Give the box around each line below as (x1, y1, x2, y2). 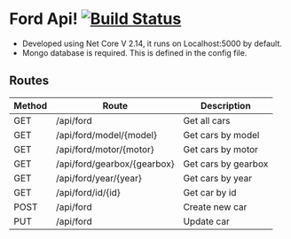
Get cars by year (183, 172, 253, 184)
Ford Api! (9, 9, 78, 29)
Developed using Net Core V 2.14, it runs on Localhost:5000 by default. (21, 38, 282, 49)
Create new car (183, 200, 248, 212)
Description (200, 99, 251, 112)
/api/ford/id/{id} (56, 186, 122, 198)
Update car (183, 215, 231, 227)
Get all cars (183, 114, 231, 127)
